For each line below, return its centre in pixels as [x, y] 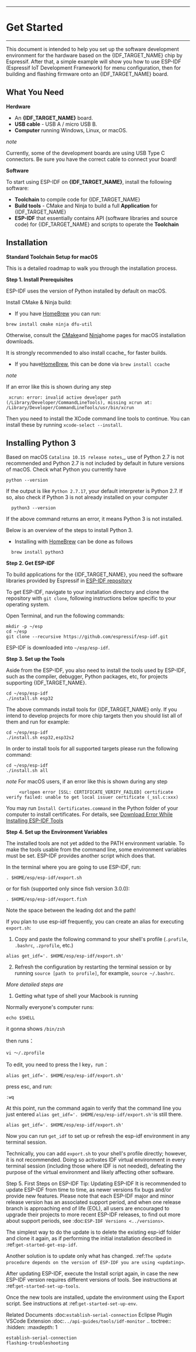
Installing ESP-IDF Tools [35, 821]
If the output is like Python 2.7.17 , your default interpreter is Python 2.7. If [94, 491]
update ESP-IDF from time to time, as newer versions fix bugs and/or [89, 1190]
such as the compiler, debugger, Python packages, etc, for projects [87, 677]
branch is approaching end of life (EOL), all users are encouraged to [88, 1209]
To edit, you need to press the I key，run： [57, 1065]
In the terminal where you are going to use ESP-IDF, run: [73, 867]
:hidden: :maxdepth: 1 [32, 1327]
